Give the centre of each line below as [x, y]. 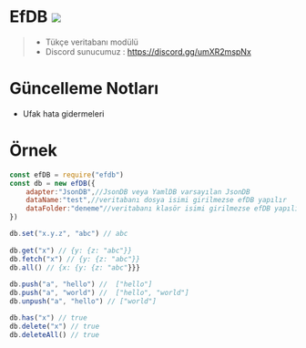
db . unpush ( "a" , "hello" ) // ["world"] [83, 302]
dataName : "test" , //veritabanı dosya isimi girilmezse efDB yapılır [156, 200]
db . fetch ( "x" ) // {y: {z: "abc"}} [75, 259]
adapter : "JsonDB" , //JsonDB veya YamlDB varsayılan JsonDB [138, 192]
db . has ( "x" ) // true [49, 317]
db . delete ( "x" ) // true [55, 326]
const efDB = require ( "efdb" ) [67, 175]
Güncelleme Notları [84, 89]
